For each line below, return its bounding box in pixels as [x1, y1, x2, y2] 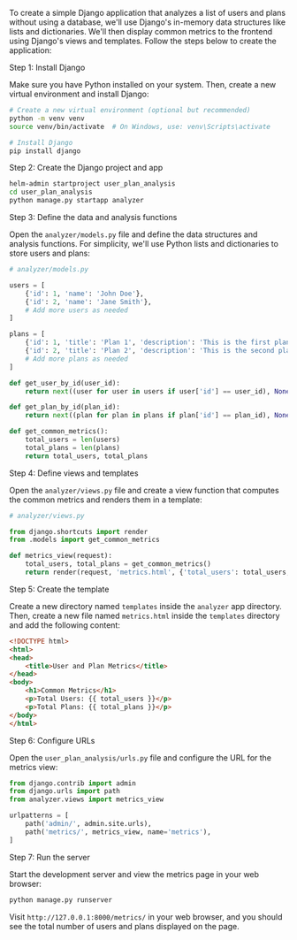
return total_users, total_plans [25, 451, 148, 461]
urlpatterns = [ [9, 811, 69, 821]
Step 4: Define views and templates [9, 468, 139, 478]
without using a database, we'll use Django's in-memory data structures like [9, 17, 286, 27]
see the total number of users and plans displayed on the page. [9, 921, 240, 931]
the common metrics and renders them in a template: [9, 494, 203, 505]
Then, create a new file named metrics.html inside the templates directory [9, 610, 280, 621]
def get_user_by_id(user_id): [9, 378, 121, 387]
